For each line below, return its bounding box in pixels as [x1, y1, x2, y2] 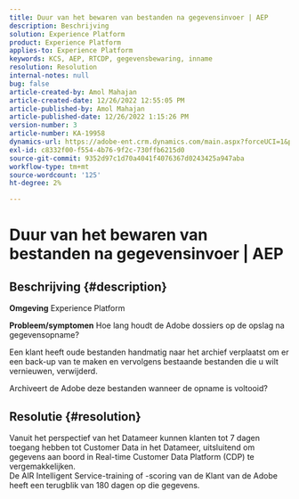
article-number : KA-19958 [9, 129, 105, 138]
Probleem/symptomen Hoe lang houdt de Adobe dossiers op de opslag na [9, 320, 285, 331]
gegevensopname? [9, 330, 80, 340]
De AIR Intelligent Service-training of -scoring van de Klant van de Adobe [9, 470, 279, 481]
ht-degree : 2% [9, 179, 62, 188]
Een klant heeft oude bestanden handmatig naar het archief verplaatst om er [9, 347, 289, 357]
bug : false [9, 79, 50, 88]
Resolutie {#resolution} [9, 409, 141, 424]
